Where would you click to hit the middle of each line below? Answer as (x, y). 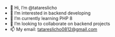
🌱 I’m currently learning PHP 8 (41, 18)
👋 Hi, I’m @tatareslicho (33, 8)
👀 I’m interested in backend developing (50, 13)
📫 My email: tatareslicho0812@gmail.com (53, 29)
